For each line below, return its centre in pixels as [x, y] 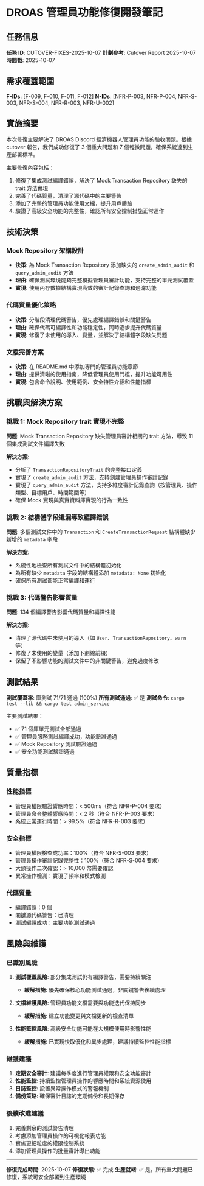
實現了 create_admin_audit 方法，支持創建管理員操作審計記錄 [92, 477]
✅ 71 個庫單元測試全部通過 [48, 729]
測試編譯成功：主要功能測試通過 [55, 922]
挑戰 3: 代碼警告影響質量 [42, 597]
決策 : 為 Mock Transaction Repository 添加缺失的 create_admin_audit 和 [105, 265]
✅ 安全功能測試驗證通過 [45, 752]
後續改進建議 [25, 1114]
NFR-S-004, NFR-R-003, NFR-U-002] [66, 103]
